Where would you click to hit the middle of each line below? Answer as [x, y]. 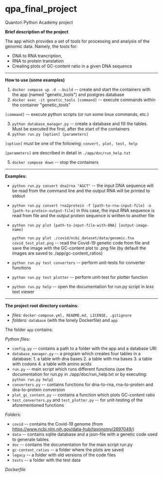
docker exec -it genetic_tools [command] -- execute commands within [84, 99]
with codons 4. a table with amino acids [52, 364]
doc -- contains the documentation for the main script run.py [72, 444]
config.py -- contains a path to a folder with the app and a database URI [84, 348]
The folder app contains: [29, 329]
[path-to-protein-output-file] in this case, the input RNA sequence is [83, 210]
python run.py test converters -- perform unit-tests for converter [79, 263]
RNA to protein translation [38, 61]
